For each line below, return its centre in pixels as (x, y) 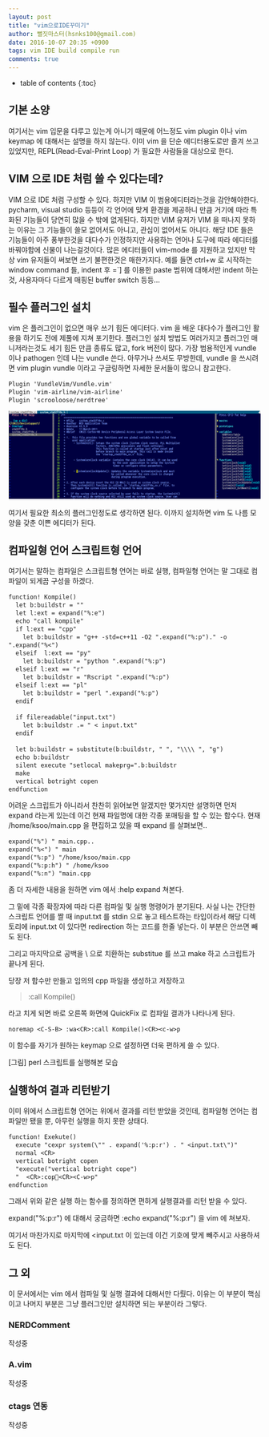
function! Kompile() (43, 597)
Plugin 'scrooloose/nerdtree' (59, 401)
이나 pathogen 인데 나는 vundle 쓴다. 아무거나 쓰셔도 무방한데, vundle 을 (123, 358)
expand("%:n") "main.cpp (50, 874)
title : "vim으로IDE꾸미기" (49, 25)
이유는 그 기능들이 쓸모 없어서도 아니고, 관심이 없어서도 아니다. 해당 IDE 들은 (135, 229)
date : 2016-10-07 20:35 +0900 (59, 42)
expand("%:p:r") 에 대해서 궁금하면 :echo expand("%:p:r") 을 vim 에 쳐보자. (129, 1218)
